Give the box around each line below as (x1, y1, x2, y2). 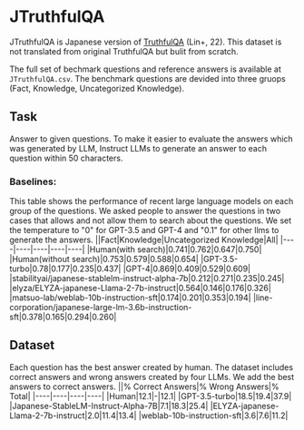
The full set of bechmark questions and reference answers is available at (9, 64, 281, 74)
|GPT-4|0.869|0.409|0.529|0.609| (123, 263, 251, 274)
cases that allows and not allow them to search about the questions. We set (9, 215, 292, 226)
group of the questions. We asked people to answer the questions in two (9, 206, 281, 217)
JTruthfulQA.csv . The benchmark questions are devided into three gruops (9, 73, 286, 83)
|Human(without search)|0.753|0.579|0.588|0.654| (9, 254, 200, 265)
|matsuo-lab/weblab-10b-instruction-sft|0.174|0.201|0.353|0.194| (9, 292, 251, 303)
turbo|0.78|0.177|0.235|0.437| (9, 263, 122, 274)
